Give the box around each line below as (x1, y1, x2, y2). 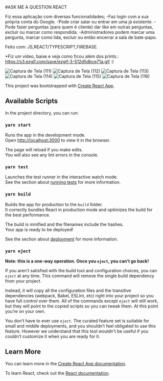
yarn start (5, 122, 31, 128)
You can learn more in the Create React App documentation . (5, 360, 127, 366)
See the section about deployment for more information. (5, 236, 118, 242)
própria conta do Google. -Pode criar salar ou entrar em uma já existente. (5, 19, 153, 24)
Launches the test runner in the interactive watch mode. (5, 174, 118, 180)
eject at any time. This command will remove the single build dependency (5, 273, 155, 279)
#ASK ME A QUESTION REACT (5, 4, 67, 10)
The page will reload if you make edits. (5, 147, 83, 153)
